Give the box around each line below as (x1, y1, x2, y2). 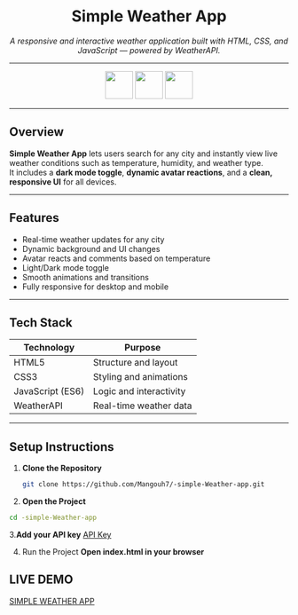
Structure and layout (92, 357, 178, 369)
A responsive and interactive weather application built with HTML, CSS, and (10, 35, 288, 46)
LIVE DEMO (9, 572, 74, 587)
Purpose (123, 342, 161, 354)
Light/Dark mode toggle (21, 262, 109, 272)
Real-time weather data (92, 399, 192, 412)
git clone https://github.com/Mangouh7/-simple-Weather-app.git (21, 480, 265, 489)
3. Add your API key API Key (9, 529, 112, 540)
